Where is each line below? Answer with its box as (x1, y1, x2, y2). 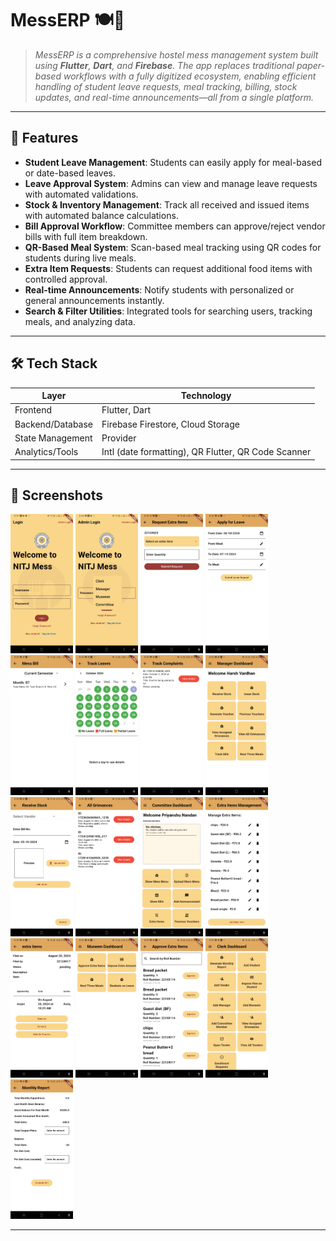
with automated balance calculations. (24, 209, 179, 221)
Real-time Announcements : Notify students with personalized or (24, 283, 295, 296)
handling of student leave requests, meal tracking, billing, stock (34, 80, 298, 92)
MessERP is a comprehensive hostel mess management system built (34, 48, 319, 61)
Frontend (14, 404, 53, 416)
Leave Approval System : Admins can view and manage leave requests (24, 177, 318, 189)
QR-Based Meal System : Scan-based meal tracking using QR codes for (24, 241, 322, 253)
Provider (101, 432, 137, 444)
